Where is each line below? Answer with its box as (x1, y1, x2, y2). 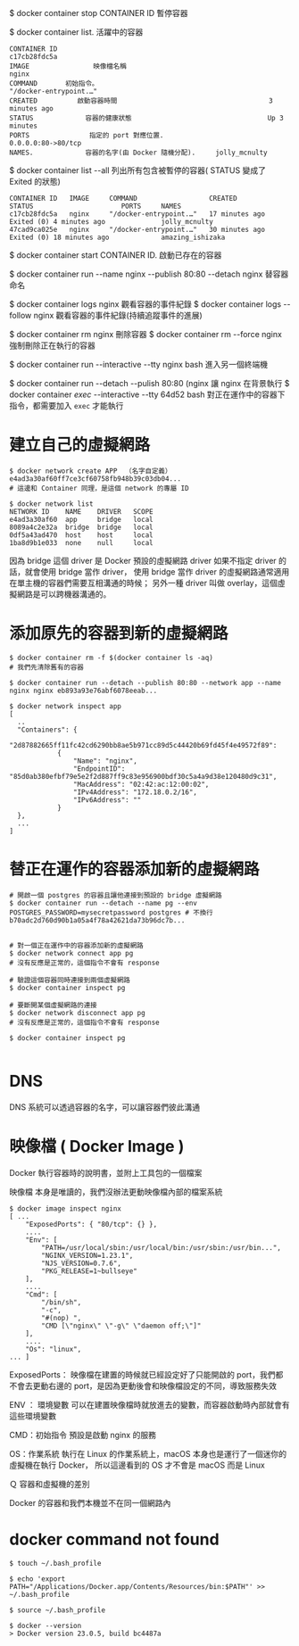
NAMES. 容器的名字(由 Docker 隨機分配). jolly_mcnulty (9, 148, 268, 157)
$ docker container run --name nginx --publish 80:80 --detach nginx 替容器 (9, 269, 289, 279)
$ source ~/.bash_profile (9, 1605, 105, 1615)
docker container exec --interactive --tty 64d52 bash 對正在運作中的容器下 (9, 389, 286, 400)
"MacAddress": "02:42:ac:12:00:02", (72, 780, 210, 789)
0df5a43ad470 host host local (9, 530, 154, 540)
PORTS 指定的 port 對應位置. (9, 131, 164, 140)
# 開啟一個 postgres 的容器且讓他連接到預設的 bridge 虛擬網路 (9, 890, 222, 899)
